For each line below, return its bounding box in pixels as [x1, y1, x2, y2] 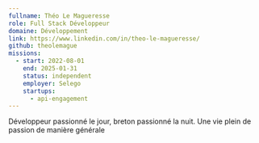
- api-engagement [29, 95, 89, 103]
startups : [23, 86, 56, 95]
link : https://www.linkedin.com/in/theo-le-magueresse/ [8, 34, 200, 43]
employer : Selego [23, 79, 81, 87]
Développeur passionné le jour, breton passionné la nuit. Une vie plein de [8, 116, 252, 126]
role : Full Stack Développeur [8, 19, 111, 27]
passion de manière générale [8, 125, 105, 135]
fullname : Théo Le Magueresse [8, 11, 111, 20]
